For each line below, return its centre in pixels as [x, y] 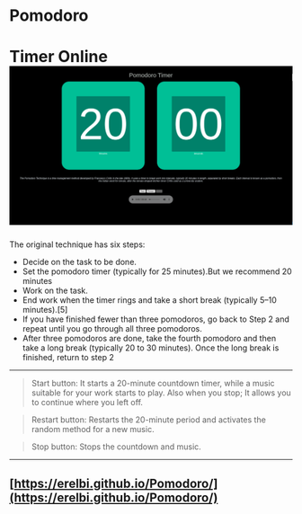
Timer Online [58, 57]
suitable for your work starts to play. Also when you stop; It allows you [161, 393]
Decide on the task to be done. [80, 262]
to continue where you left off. [87, 403]
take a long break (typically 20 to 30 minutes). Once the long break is [151, 348]
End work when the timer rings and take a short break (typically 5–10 [149, 300]
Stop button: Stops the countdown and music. [116, 447]
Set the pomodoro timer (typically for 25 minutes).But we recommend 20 [157, 271]
